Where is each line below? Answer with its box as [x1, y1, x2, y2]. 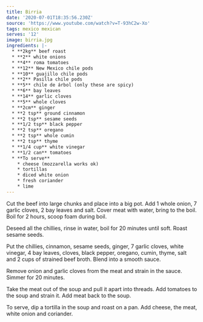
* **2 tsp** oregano [12, 127, 64, 133]
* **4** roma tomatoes [12, 59, 69, 65]
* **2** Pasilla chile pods [12, 76, 83, 82]
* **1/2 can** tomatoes [12, 149, 72, 156]
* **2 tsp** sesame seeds [12, 116, 78, 122]
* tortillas [17, 166, 47, 172]
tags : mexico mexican [6, 25, 61, 32]
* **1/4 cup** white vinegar [12, 143, 85, 150]
